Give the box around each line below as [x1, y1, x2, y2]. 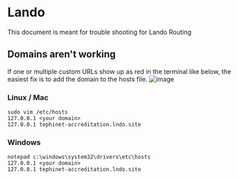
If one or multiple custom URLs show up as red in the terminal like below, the [7, 67, 232, 75]
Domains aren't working [7, 48, 116, 60]
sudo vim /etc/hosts [7, 109, 69, 116]
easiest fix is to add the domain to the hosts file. [7, 75, 148, 83]
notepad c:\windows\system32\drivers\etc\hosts [7, 153, 151, 161]
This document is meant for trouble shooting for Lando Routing [7, 28, 192, 36]
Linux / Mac [7, 92, 49, 102]
